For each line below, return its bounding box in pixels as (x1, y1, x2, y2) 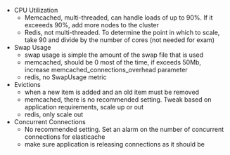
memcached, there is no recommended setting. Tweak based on (24, 95, 212, 104)
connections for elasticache (24, 133, 106, 141)
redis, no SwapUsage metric (24, 73, 107, 81)
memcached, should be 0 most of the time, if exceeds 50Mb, (24, 58, 202, 66)
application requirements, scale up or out (24, 103, 144, 111)
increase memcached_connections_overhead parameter (24, 66, 188, 74)
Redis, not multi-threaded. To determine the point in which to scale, (24, 28, 220, 36)
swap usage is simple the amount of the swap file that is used (24, 50, 204, 59)
